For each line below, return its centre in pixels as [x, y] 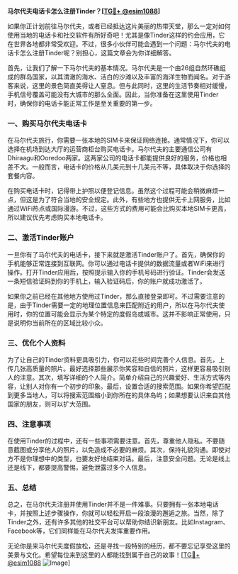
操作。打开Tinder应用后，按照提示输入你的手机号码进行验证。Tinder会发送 [116, 272]
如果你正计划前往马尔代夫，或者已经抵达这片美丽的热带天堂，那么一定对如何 [119, 26]
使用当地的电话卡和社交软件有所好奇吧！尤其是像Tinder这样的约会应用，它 [116, 35]
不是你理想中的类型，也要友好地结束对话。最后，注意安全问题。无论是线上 [122, 459]
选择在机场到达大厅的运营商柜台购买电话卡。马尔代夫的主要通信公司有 [110, 149]
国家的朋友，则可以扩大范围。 [51, 404]
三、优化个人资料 [36, 343]
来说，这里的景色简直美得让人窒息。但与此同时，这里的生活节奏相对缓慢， [122, 85]
